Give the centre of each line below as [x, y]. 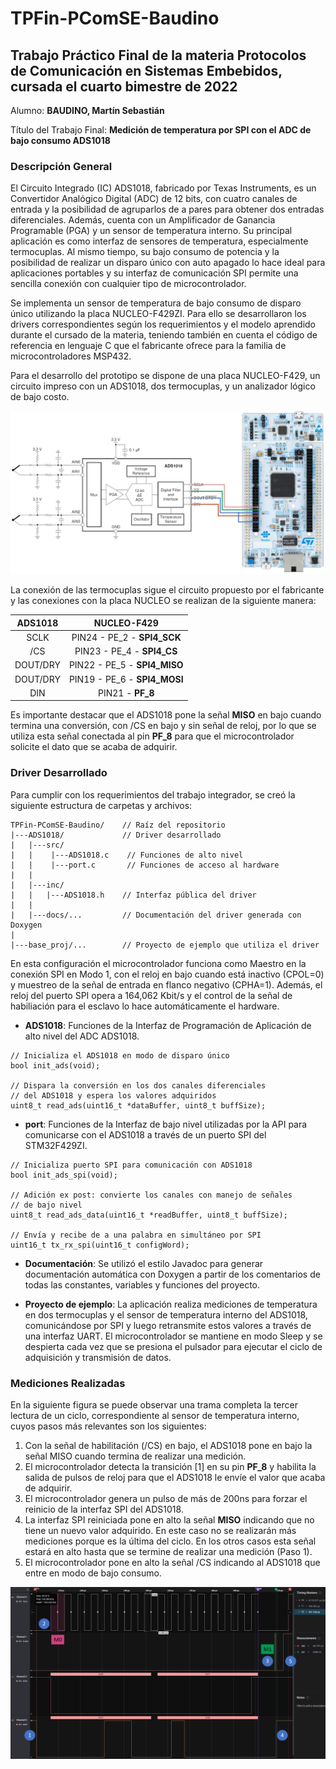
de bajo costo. [40, 397]
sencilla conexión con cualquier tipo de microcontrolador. [128, 284]
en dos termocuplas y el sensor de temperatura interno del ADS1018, [166, 1314]
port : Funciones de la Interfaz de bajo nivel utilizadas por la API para [166, 1124]
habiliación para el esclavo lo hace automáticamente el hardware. [145, 1006]
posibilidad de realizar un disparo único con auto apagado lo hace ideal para [168, 263]
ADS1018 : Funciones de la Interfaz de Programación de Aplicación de [168, 1025]
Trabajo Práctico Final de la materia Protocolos [158, 55]
